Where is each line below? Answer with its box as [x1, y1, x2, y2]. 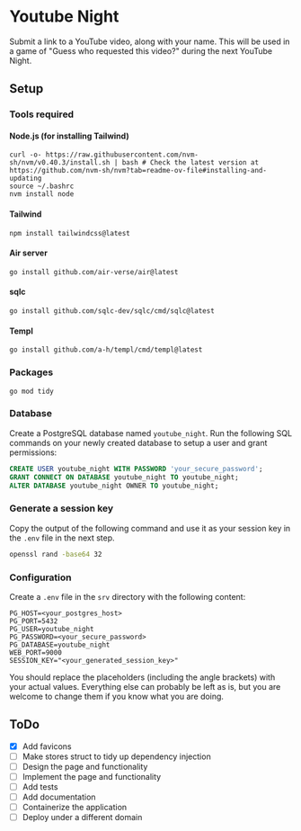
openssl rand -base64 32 [9, 550, 102, 558]
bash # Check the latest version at [121, 158, 259, 167]
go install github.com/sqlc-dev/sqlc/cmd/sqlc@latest [9, 307, 216, 316]
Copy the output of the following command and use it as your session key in [9, 523, 291, 533]
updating [9, 174, 42, 183]
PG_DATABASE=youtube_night [9, 640, 111, 649]
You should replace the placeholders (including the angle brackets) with [9, 672, 276, 683]
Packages [9, 366, 54, 379]
